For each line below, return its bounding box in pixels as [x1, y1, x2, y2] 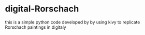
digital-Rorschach [5, 3, 79, 14]
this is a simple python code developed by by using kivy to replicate [5, 19, 140, 25]
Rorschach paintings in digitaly [5, 24, 66, 30]
